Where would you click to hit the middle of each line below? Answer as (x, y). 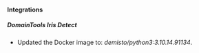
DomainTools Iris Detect (42, 25)
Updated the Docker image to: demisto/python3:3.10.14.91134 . (105, 42)
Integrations (25, 10)
